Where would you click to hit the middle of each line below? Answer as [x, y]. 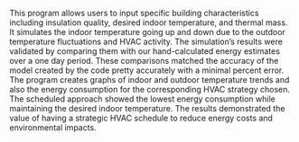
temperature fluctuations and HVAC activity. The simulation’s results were [146, 41]
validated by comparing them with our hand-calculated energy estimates [145, 51]
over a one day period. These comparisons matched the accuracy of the [144, 61]
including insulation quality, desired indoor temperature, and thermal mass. [149, 22]
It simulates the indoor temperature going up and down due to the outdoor [148, 32]
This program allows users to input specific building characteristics [134, 13]
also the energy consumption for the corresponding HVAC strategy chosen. [150, 89]
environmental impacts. [53, 128]
